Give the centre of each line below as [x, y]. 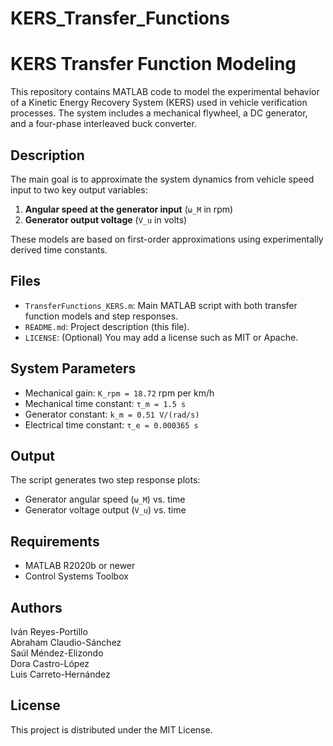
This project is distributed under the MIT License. [111, 729]
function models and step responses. [101, 316]
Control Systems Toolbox [76, 576]
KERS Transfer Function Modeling [153, 64]
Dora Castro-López [50, 663]
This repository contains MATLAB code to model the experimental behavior [165, 92]
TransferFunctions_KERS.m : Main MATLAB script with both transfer [161, 305]
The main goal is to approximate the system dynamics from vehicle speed [162, 179]
